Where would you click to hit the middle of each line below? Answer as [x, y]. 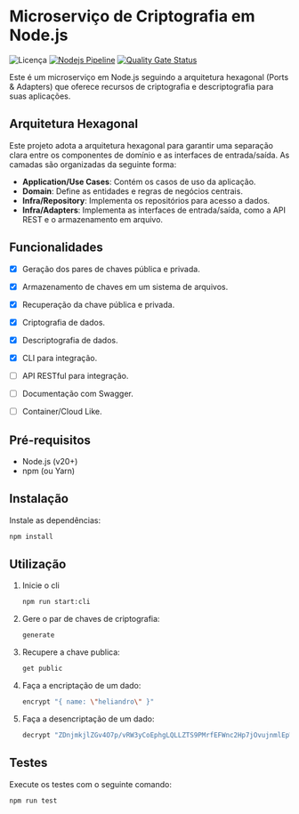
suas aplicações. [40, 96]
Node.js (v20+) [50, 461]
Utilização [38, 564]
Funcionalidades [57, 248]
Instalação [39, 499]
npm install [31, 536]
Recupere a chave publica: [71, 652]
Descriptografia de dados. [70, 340]
